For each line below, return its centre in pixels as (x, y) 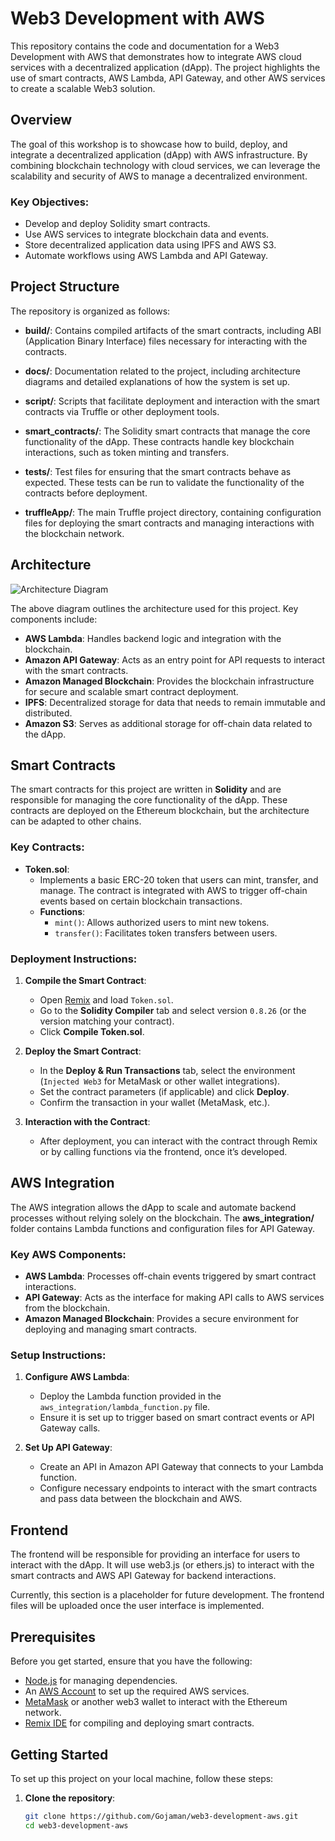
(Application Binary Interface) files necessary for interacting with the (166, 341)
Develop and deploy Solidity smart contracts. (117, 224)
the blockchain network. (74, 533)
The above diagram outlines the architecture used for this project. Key (154, 608)
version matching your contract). (107, 1021)
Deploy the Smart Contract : (83, 1051)
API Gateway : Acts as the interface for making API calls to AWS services (174, 1298)
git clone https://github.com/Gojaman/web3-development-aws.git (161, 1816)
